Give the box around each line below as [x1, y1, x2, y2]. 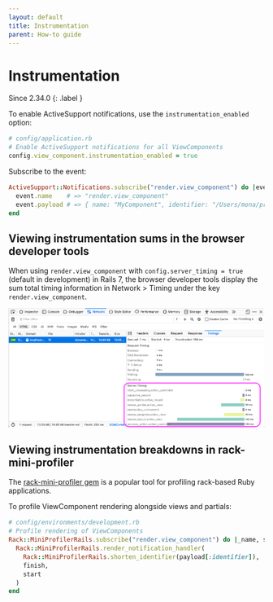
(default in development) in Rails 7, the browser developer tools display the [8, 275, 258, 284]
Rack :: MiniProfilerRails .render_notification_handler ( [15, 544, 206, 553]
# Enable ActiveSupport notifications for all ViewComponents [8, 143, 223, 152]
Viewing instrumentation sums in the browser [8, 231, 245, 245]
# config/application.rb [8, 134, 93, 143]
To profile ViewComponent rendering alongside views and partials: [8, 502, 232, 512]
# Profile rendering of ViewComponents [8, 527, 144, 535]
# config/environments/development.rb [8, 518, 140, 527]
